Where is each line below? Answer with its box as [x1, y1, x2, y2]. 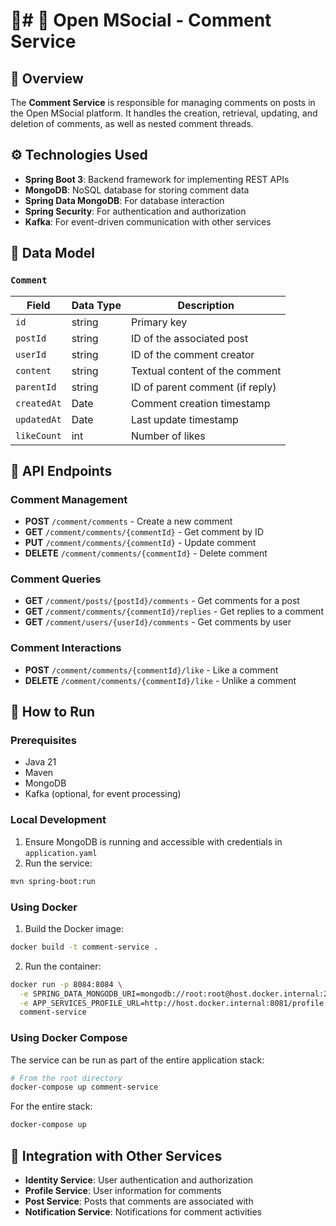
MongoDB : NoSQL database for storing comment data [24, 184, 250, 196]
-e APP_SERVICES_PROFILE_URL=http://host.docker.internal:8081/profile [19, 998, 325, 1008]
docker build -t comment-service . [10, 942, 159, 952]
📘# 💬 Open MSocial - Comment [10, 9, 272, 32]
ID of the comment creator [130, 347, 255, 361]
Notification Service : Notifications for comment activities [24, 1206, 262, 1218]
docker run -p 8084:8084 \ [10, 979, 123, 989]
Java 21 [24, 756, 57, 768]
